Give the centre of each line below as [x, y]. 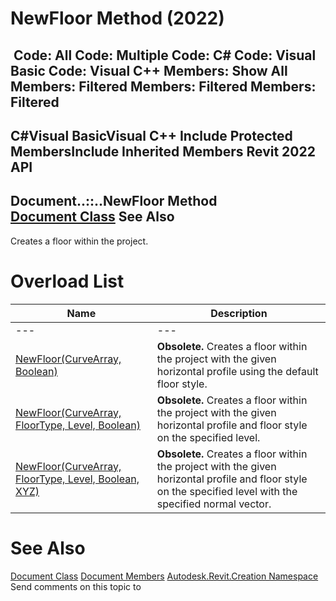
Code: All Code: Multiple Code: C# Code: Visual [165, 55]
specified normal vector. [214, 504]
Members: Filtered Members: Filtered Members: [163, 86]
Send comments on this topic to [76, 586]
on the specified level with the [227, 491]
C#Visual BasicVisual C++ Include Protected [151, 135]
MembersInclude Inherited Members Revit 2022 [163, 151]
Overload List [67, 281]
